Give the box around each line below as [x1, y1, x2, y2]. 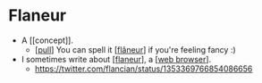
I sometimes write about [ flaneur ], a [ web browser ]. [21, 54, 212, 64]
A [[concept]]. [21, 35, 73, 46]
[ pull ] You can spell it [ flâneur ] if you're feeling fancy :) [34, 44, 236, 54]
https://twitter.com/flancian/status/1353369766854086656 [34, 63, 253, 74]
